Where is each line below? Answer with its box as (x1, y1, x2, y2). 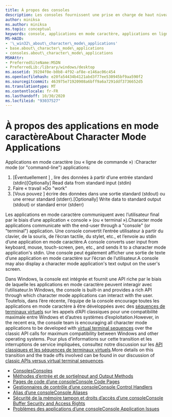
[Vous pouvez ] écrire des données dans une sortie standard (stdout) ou (12, 191, 165, 197)
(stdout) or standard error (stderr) (12, 202, 84, 208)
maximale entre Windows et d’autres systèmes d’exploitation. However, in (5, 314, 159, 321)
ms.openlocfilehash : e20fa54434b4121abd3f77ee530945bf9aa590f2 (5, 74, 143, 80)
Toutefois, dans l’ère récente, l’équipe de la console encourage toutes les (5, 298, 160, 304)
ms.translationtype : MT (5, 84, 56, 89)
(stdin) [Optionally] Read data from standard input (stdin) (12, 180, 132, 186)
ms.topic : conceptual (5, 27, 52, 32)
